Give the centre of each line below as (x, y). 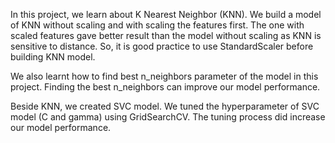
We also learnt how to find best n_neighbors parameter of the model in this (164, 76)
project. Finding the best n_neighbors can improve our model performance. (165, 87)
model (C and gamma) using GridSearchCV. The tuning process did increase (168, 117)
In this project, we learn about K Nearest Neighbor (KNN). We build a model (166, 14)
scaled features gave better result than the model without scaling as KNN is (166, 35)
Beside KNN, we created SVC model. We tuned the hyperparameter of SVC (165, 106)
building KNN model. (53, 57)
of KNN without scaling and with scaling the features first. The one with (157, 25)
